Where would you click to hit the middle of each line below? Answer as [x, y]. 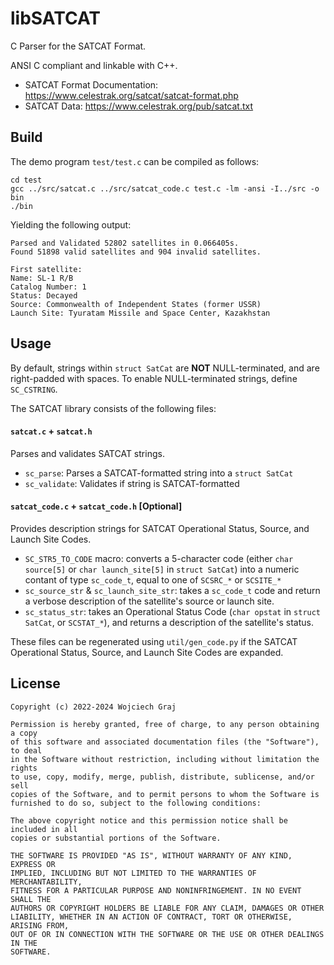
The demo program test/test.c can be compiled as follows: [135, 161]
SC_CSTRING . [34, 389]
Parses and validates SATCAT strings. [87, 453]
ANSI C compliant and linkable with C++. [94, 65]
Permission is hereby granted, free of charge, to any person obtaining [165, 724]
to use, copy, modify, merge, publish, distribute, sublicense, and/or [162, 777]
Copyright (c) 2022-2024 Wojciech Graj [93, 707]
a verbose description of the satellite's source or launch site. [149, 601]
